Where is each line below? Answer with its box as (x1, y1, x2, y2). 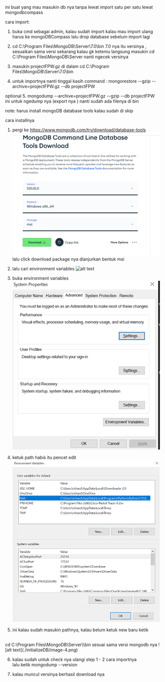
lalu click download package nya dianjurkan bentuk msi (12, 256, 124, 262)
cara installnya (5, 117, 35, 123)
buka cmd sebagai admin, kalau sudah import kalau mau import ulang (12, 29, 153, 34)
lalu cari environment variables (12, 265, 75, 271)
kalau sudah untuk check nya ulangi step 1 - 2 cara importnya (12, 656, 137, 663)
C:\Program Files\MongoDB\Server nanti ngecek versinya (12, 54, 129, 60)
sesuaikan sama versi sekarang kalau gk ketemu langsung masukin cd (12, 49, 155, 54)
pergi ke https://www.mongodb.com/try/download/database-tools (12, 127, 146, 133)
